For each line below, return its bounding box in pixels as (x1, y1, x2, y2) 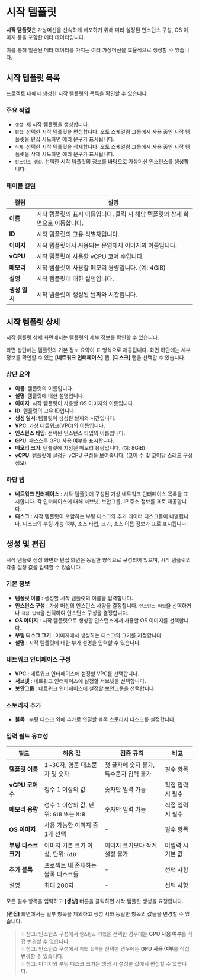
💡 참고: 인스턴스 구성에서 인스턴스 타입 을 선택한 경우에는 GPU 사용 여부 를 (20, 930, 187, 937)
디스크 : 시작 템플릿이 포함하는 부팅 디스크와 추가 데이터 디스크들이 (14, 512, 168, 519)
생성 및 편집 (6, 539, 46, 549)
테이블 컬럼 (6, 181, 36, 190)
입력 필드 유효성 (6, 732, 49, 741)
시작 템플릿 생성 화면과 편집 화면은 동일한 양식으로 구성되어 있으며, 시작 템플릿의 (6, 556, 191, 563)
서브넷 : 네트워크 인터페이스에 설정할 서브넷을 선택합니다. (14, 678, 146, 685)
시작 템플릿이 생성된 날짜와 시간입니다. (36, 290, 137, 299)
